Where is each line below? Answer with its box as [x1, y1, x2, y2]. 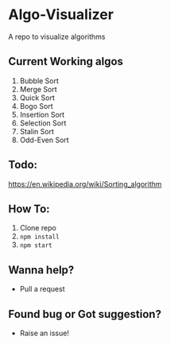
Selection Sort [19, 118, 67, 128]
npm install [19, 233, 60, 242]
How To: [8, 202, 50, 215]
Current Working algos [8, 55, 124, 68]
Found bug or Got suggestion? [8, 307, 161, 321]
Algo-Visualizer [8, 6, 114, 24]
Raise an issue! [19, 328, 70, 338]
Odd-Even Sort [19, 135, 69, 145]
